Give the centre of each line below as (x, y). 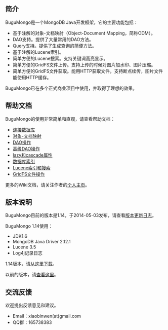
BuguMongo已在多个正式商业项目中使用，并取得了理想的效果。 (71, 88)
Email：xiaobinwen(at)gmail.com (47, 316)
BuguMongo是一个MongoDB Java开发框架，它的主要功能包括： (72, 22)
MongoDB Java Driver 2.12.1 (41, 242)
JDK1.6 (20, 236)
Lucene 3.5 (24, 247)
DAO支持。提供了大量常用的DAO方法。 (53, 39)
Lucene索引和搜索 (31, 168)
